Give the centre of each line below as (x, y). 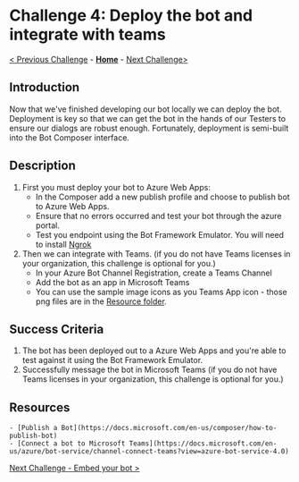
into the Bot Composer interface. (69, 137)
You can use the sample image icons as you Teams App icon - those (161, 292)
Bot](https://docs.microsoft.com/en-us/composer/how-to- (169, 428)
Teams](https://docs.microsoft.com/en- (203, 444)
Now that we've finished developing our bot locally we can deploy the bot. (146, 109)
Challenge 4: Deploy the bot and (131, 16)
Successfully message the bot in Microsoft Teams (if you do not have (149, 370)
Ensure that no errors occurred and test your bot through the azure (158, 216)
